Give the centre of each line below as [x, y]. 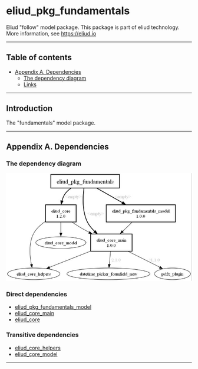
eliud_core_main [34, 314]
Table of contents [39, 58]
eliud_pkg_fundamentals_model [53, 307]
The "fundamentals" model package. [51, 123]
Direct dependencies [37, 295]
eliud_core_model [36, 354]
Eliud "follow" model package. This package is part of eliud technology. [93, 27]
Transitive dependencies [42, 335]
